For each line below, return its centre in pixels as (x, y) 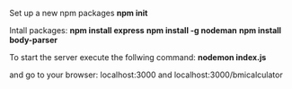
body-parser (34, 40)
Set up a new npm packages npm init (79, 13)
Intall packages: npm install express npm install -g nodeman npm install (145, 30)
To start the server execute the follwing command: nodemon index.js (138, 57)
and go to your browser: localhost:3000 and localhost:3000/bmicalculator (146, 75)
